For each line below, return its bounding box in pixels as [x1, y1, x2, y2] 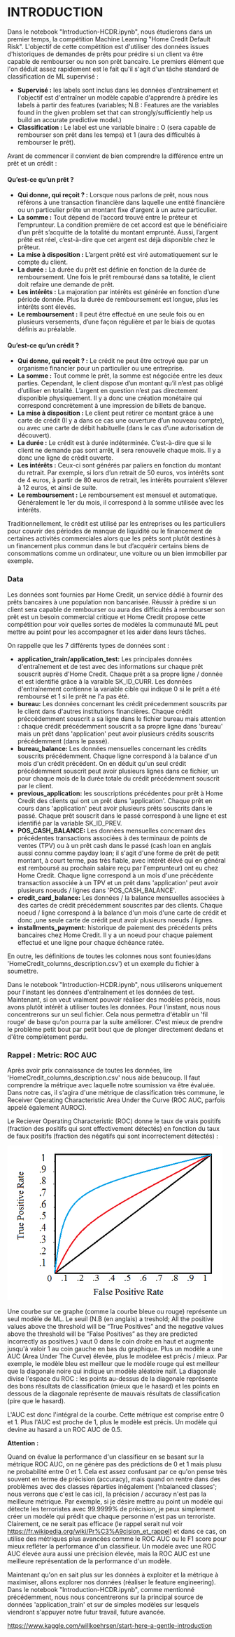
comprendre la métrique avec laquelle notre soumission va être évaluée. [7, 1080, 215, 1089]
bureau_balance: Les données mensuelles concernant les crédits [17, 744, 208, 753]
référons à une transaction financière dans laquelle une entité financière [17, 198, 225, 207]
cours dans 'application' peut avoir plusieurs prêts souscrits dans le [17, 804, 213, 812]
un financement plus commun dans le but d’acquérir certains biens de [7, 542, 209, 550]
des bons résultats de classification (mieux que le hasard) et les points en [7, 1381, 220, 1390]
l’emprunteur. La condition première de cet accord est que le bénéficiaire [17, 220, 227, 229]
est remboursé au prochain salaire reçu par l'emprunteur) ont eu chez [17, 863, 219, 872]
